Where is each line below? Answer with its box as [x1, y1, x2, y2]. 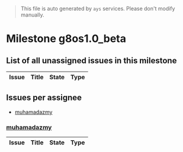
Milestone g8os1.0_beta [6, 32, 126, 46]
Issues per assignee [6, 93, 82, 103]
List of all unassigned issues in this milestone [6, 56, 177, 66]
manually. [20, 11, 44, 18]
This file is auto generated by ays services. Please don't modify [20, 5, 175, 12]
